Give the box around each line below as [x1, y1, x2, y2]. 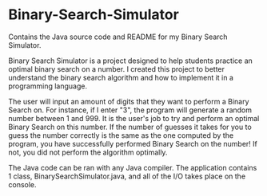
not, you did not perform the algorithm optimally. [8, 147, 168, 157]
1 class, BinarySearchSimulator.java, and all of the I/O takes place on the [8, 171, 246, 181]
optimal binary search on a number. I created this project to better [8, 64, 225, 73]
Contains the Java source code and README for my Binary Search [8, 32, 228, 41]
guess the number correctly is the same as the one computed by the [8, 130, 234, 140]
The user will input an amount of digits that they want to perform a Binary [8, 96, 249, 106]
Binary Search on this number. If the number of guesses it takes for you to [8, 122, 252, 131]
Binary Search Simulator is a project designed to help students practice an [8, 56, 253, 65]
